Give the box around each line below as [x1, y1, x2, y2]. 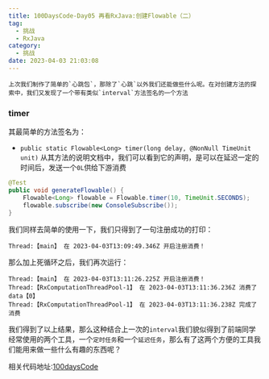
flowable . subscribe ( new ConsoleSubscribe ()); [23, 201, 179, 210]
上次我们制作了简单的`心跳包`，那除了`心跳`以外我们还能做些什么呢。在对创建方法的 [8, 80, 251, 89]
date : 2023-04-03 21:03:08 [8, 57, 99, 65]
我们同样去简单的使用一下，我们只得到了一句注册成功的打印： [8, 224, 213, 234]
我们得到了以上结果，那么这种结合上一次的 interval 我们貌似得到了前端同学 [8, 324, 256, 334]
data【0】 [8, 292, 39, 300]
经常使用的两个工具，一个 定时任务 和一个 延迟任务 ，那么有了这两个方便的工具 [8, 334, 255, 344]
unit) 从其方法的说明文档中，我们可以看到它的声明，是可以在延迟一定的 [19, 152, 259, 162]
